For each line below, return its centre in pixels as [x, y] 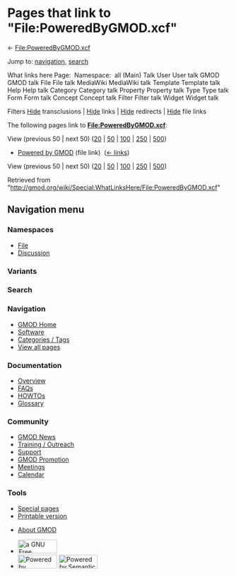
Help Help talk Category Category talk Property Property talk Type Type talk [118, 90]
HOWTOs [31, 396]
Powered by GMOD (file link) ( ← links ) [73, 152]
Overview [31, 381]
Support [29, 452]
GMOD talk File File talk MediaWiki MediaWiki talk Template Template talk [114, 82]
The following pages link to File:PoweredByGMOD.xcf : [87, 125]
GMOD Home [37, 324]
